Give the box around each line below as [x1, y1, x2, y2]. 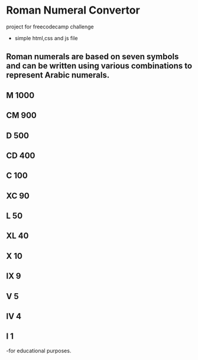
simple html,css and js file [14, 34, 78, 41]
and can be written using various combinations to [6, 61, 193, 71]
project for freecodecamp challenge [6, 23, 94, 30]
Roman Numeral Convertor [6, 4, 140, 17]
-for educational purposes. [6, 347, 72, 354]
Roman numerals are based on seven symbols [6, 51, 179, 62]
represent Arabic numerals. [6, 70, 110, 80]
